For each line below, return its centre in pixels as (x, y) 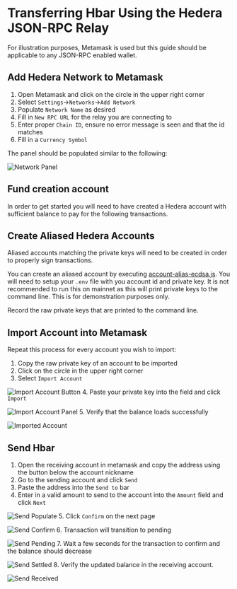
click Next (31, 502)
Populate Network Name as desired (67, 109)
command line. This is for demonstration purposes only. (88, 297)
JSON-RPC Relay (58, 28)
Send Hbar (31, 448)
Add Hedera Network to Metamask (85, 77)
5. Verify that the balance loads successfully (144, 412)
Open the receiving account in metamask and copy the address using (119, 465)
